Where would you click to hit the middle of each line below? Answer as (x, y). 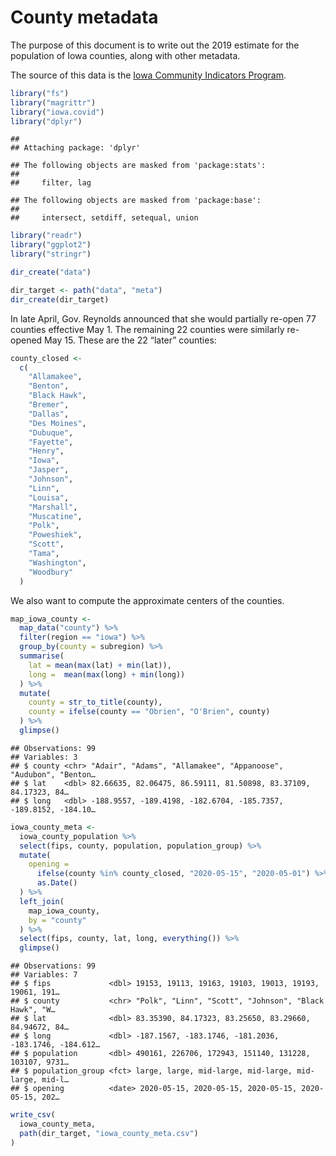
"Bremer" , (49, 405)
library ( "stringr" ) (51, 254)
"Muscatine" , (55, 516)
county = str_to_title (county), (95, 702)
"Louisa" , (49, 497)
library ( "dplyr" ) (46, 121)
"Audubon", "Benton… (53, 774)
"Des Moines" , (57, 423)
